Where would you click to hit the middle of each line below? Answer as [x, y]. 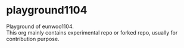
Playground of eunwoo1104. [40, 26]
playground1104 [47, 10]
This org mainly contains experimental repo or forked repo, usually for [92, 32]
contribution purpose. [33, 39]
